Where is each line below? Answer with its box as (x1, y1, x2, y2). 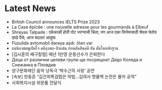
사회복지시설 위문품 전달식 (11, 79, 62, 85)
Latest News (4, 3, 56, 14)
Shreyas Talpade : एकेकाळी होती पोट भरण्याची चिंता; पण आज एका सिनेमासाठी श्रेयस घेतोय (11, 29, 157, 35)
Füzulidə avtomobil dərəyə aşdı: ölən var (11, 40, 93, 46)
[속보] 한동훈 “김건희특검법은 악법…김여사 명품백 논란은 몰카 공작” (11, 74, 137, 79)
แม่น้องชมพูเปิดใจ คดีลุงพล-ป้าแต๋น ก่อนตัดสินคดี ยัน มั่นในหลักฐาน (11, 45, 119, 51)
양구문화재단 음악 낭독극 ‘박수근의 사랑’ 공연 (11, 67, 95, 73)
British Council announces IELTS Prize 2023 (11, 19, 100, 25)
